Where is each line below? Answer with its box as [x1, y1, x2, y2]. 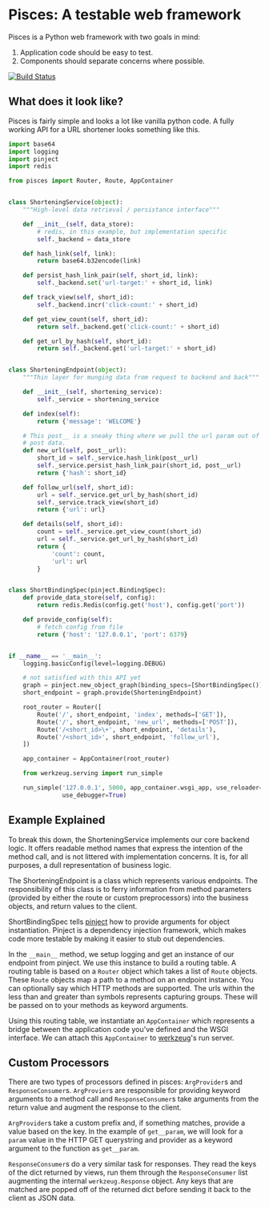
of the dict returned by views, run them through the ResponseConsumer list [8, 1167, 248, 1178]
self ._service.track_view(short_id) [37, 498, 159, 506]
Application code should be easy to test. [19, 47, 154, 57]
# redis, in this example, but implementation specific [37, 227, 227, 235]
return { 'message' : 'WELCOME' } [37, 417, 142, 425]
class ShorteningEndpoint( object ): [8, 366, 127, 374]
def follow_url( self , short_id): [22, 483, 134, 492]
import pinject [8, 155, 59, 163]
